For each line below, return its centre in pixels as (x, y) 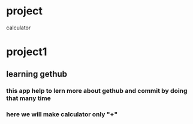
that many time (28, 98)
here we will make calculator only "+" (62, 114)
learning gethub (37, 74)
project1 (27, 52)
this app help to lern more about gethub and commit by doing (97, 91)
